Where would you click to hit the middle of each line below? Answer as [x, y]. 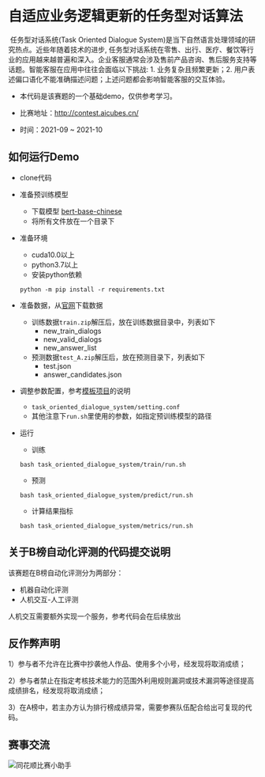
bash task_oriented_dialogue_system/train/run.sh [103, 464]
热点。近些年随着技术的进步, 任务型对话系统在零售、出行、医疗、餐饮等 [131, 49]
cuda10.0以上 [53, 255]
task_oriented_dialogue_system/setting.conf [106, 407]
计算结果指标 [52, 510]
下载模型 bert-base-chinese [77, 211]
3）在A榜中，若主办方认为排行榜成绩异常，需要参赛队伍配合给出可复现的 [127, 707]
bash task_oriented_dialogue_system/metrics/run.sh [106, 526]
